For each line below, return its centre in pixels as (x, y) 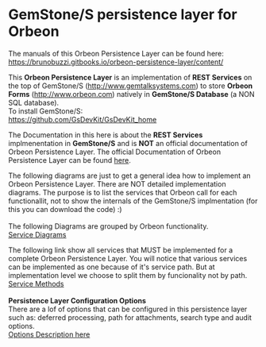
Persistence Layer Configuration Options (77, 300)
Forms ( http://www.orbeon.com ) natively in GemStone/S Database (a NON (131, 94)
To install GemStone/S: (46, 111)
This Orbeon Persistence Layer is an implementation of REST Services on (130, 77)
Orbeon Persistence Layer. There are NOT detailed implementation (117, 183)
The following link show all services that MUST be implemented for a (121, 250)
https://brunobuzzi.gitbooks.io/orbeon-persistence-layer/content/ (116, 62)
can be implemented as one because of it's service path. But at (112, 267)
